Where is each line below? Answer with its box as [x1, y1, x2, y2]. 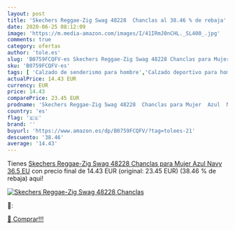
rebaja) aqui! [7, 174, 44, 182]
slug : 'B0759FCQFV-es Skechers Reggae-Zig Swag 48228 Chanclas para [7, 56, 211, 63]
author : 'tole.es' [7, 50, 61, 57]
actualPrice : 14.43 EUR [7, 75, 77, 82]
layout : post [7, 10, 45, 17]
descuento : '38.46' [7, 134, 64, 141]
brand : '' [7, 120, 36, 128]
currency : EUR [7, 82, 49, 89]
